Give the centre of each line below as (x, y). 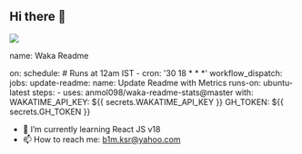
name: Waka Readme (49, 55)
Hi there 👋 (38, 17)
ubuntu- (278, 82)
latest (20, 92)
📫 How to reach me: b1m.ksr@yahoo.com (101, 139)
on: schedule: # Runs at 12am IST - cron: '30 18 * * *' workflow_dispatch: (146, 72)
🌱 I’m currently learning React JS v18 (91, 129)
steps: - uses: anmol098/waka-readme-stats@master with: (142, 92)
